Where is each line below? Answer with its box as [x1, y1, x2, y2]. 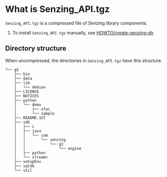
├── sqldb [14, 163, 35, 168]
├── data [14, 76, 32, 81]
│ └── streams [14, 154, 48, 159]
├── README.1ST [14, 115, 46, 120]
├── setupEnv [14, 159, 41, 164]
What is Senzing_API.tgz [5, 3, 110, 15]
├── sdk [14, 119, 30, 124]
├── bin [14, 71, 30, 76]
